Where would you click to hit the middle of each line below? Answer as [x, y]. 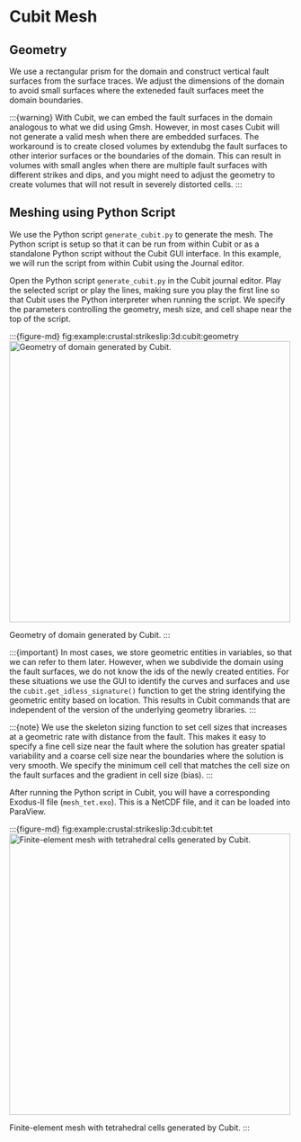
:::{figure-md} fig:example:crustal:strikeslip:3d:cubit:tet [111, 829]
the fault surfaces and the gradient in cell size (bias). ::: [111, 775]
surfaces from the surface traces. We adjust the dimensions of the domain [147, 81]
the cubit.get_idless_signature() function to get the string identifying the [147, 690]
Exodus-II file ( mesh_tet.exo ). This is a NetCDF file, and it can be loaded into [150, 802]
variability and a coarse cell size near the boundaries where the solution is [147, 755]
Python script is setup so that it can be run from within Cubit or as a [134, 244]
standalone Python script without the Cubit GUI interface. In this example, [145, 253]
